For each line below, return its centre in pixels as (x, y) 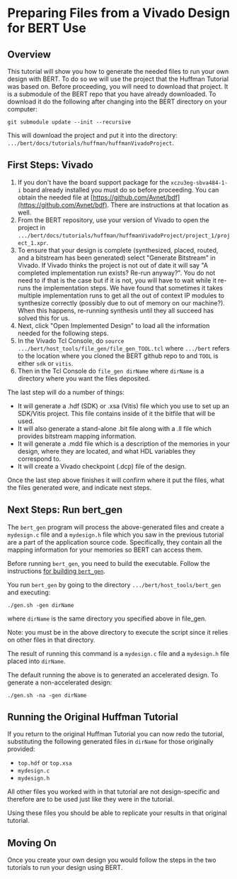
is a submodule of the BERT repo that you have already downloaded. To (112, 94)
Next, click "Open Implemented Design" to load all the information (114, 325)
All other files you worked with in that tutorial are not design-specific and (114, 792)
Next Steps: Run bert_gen (65, 510)
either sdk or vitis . (45, 363)
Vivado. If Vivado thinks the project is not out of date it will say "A (113, 265)
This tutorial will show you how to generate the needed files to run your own (118, 71)
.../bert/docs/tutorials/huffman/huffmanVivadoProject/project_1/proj (124, 236)
